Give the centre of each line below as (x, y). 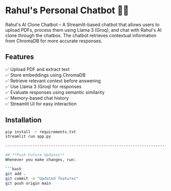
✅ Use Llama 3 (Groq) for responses (44, 86)
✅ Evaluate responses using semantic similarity (55, 92)
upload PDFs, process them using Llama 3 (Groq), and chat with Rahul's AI (83, 30)
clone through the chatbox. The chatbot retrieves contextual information (81, 35)
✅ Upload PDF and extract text (37, 69)
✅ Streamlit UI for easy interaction (41, 104)
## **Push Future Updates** (35, 155)
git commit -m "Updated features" (42, 178)
